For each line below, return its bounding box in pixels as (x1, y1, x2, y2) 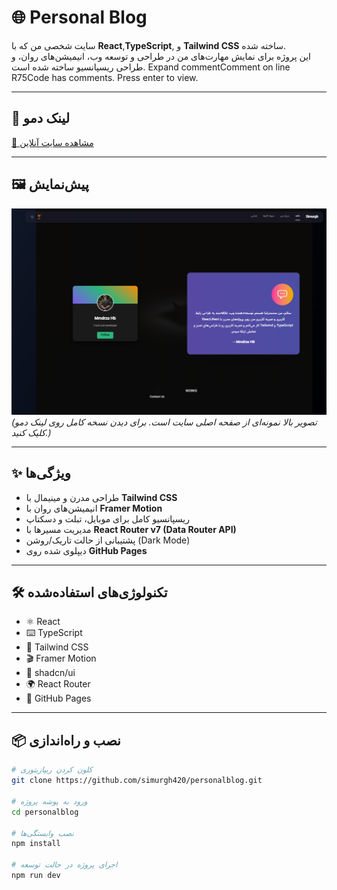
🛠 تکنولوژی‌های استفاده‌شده (11, 584, 168, 601)
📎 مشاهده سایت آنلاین (11, 136, 94, 148)
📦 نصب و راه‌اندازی (11, 732, 121, 749)
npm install (11, 839, 61, 849)
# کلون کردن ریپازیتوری (11, 765, 93, 775)
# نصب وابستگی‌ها (11, 828, 74, 838)
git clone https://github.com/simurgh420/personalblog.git (11, 776, 263, 786)
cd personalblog (11, 807, 79, 817)
